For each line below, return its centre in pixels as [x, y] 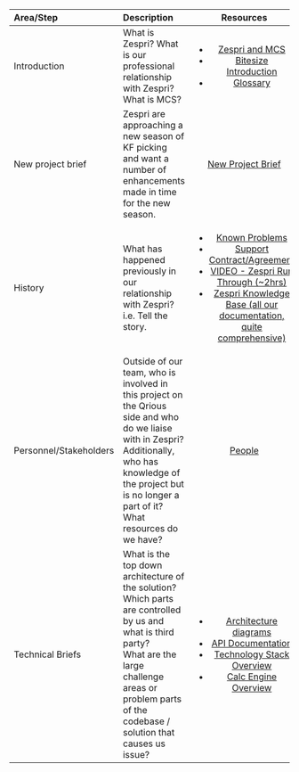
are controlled [152, 610]
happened [145, 260]
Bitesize [252, 60]
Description [148, 17]
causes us [145, 743]
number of [145, 170]
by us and [144, 621]
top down [143, 565]
